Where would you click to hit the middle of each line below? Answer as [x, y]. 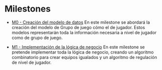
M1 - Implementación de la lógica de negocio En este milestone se [78, 47]
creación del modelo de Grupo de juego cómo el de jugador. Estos [78, 27]
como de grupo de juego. [37, 38]
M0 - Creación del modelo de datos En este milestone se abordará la [81, 22]
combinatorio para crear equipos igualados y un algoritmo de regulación [84, 57]
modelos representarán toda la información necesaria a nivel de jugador [84, 32]
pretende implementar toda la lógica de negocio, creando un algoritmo [83, 52]
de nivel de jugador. [31, 62]
